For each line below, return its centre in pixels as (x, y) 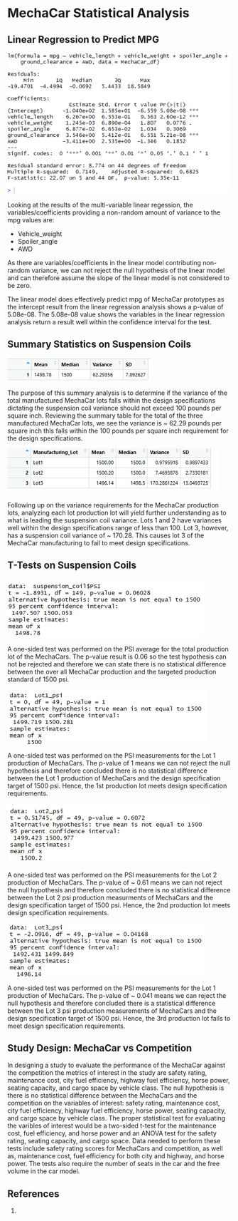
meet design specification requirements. (66, 1026)
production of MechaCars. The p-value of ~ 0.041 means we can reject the (117, 995)
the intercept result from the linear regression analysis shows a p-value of (115, 306)
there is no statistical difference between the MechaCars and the (102, 1096)
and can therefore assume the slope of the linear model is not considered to (118, 278)
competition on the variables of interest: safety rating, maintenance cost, (114, 1103)
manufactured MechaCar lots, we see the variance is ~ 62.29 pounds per (115, 423)
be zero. (20, 285)
